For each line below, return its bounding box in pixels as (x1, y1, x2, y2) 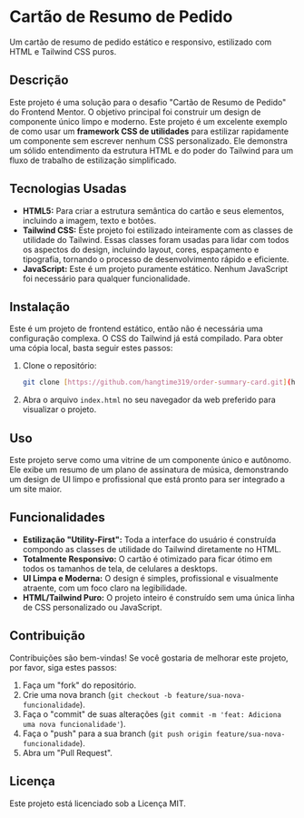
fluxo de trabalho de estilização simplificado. (9, 155, 177, 166)
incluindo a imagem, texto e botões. (22, 215, 157, 226)
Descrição (9, 73, 69, 88)
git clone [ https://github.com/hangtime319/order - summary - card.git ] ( (22, 378, 292, 388)
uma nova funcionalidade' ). (22, 718, 126, 729)
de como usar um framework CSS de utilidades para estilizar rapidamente (9, 126, 289, 136)
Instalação (9, 298, 71, 315)
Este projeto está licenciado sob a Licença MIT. (9, 798, 186, 809)
